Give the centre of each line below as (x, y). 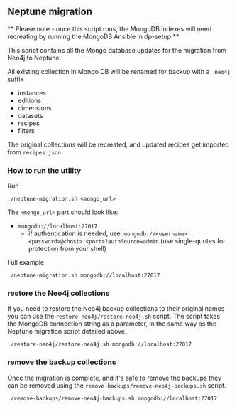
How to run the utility (44, 170)
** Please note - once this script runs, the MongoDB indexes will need (110, 28)
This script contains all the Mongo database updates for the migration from (117, 50)
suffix (16, 79)
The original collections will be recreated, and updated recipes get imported (118, 144)
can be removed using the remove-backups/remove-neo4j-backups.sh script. (117, 385)
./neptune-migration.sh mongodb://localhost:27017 (84, 276)
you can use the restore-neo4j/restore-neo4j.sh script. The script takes (114, 317)
